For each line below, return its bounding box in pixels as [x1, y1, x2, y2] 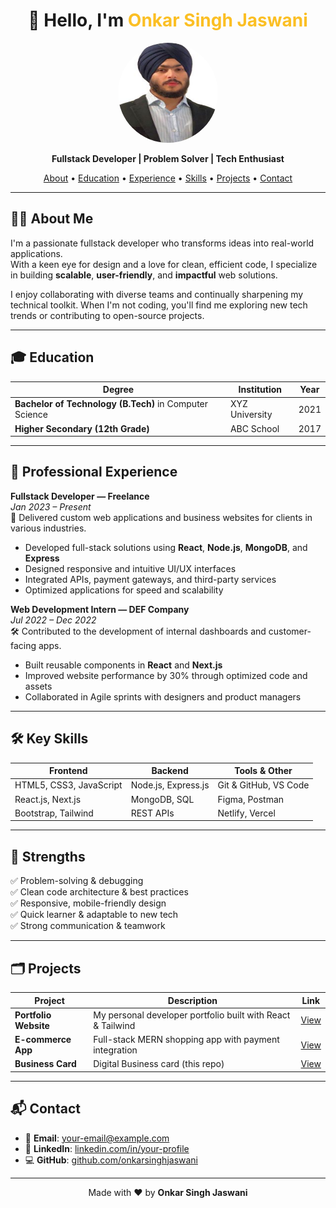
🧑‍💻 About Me [10, 210, 94, 228]
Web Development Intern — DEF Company [10, 603, 190, 615]
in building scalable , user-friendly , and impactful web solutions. [10, 269, 278, 281]
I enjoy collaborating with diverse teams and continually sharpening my [10, 288, 304, 300]
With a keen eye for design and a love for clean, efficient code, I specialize [10, 258, 318, 270]
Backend [151, 765, 189, 777]
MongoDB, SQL [130, 793, 195, 805]
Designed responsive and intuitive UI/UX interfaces [24, 562, 237, 574]
